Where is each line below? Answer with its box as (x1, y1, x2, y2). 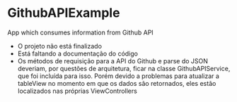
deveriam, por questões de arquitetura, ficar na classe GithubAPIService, (17, 64, 231, 72)
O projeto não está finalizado (17, 42, 103, 50)
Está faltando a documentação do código (17, 49, 138, 58)
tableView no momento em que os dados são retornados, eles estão (17, 79, 216, 87)
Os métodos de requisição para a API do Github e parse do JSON (17, 56, 209, 65)
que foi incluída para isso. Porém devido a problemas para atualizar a (17, 72, 219, 80)
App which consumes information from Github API (7, 28, 154, 37)
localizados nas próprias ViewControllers (17, 87, 138, 95)
